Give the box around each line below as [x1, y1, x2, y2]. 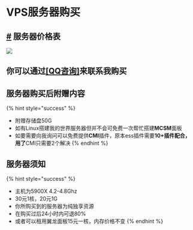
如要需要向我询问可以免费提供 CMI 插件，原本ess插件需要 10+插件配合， [14, 132, 191, 139]
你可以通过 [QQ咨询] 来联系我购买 [6, 66, 127, 76]
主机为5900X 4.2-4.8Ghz [14, 187, 77, 195]
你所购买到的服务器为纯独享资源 [14, 202, 94, 210]
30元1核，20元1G [14, 195, 58, 202]
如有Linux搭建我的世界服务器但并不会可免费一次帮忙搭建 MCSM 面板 [14, 124, 182, 132]
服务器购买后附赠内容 [6, 88, 85, 98]
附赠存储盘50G [14, 117, 52, 124]
